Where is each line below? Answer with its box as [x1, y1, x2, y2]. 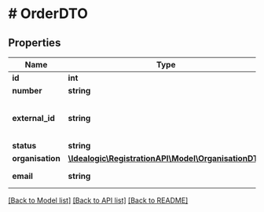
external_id [12, 113, 55, 123]
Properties [8, 36, 61, 49]
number [12, 86, 42, 96]
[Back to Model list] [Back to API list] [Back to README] [8, 196, 189, 205]
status [12, 141, 37, 151]
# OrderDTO [8, 5, 88, 23]
